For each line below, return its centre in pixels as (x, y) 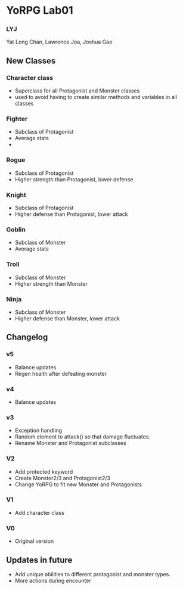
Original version (34, 541)
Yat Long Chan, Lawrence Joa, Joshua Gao (59, 42)
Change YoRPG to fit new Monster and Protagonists (78, 484)
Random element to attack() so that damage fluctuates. (83, 437)
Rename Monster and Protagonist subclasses (70, 443)
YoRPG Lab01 (40, 10)
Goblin (16, 229)
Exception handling (38, 431)
